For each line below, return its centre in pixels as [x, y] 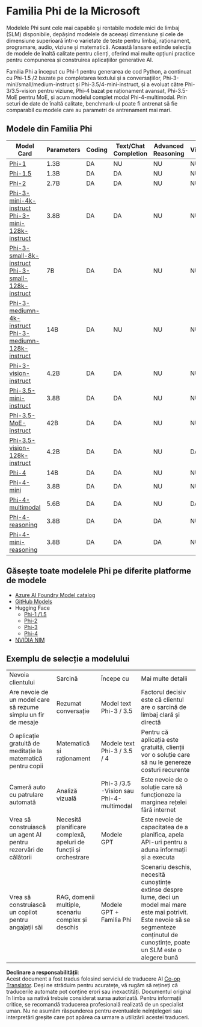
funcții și [69, 850]
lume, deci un [160, 897]
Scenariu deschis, [166, 867]
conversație [73, 711]
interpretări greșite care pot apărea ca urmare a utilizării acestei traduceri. [98, 1017]
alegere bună [160, 958]
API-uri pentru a [164, 842]
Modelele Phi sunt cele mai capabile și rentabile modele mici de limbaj [93, 28]
